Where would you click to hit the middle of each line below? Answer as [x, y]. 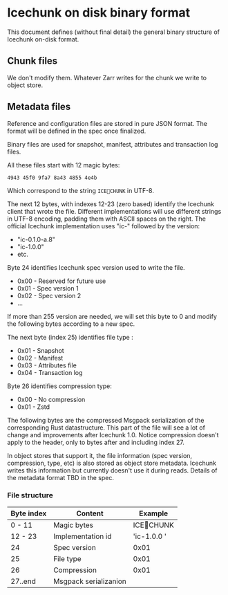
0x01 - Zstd [34, 407]
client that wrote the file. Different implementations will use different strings [114, 211]
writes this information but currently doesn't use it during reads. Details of [112, 470]
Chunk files [32, 61]
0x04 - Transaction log [50, 372]
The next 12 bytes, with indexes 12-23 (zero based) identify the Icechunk [111, 204]
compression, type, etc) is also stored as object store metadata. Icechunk [112, 463]
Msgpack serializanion [89, 581]
